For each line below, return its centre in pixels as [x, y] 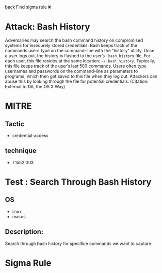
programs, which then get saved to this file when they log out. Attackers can [81, 76]
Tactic [15, 124]
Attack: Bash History [48, 27]
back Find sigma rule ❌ [28, 7]
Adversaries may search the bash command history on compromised [74, 40]
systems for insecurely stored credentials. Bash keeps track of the [71, 45]
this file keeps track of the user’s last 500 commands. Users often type [76, 66]
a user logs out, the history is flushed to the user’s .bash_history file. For [78, 56]
